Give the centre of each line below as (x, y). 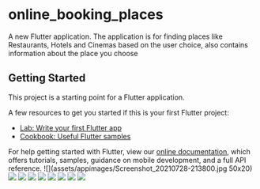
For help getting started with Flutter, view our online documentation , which (130, 151)
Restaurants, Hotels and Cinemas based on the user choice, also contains (128, 44)
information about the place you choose (73, 53)
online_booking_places (86, 15)
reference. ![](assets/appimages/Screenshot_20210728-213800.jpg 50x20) (130, 168)
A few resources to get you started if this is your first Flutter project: (119, 112)
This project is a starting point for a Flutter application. (96, 97)
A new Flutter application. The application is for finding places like (115, 36)
